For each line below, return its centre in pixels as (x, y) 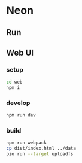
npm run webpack (26, 143)
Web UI (20, 52)
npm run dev (21, 115)
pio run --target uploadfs (40, 154)
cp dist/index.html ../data (41, 149)
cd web (14, 82)
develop (18, 103)
